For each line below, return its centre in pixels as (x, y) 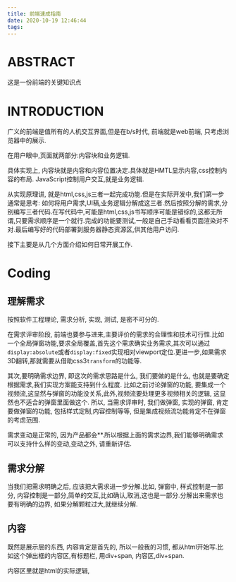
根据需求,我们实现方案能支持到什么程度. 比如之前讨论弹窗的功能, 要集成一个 (117, 384)
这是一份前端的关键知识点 (44, 83)
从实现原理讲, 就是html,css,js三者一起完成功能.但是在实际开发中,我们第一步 (116, 194)
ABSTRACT (41, 62)
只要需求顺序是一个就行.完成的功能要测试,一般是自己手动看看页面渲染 (116, 221)
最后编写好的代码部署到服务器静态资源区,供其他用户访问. (97, 229)
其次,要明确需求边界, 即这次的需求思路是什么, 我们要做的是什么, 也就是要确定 (118, 376)
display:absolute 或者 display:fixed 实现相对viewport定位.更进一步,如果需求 (117, 352)
